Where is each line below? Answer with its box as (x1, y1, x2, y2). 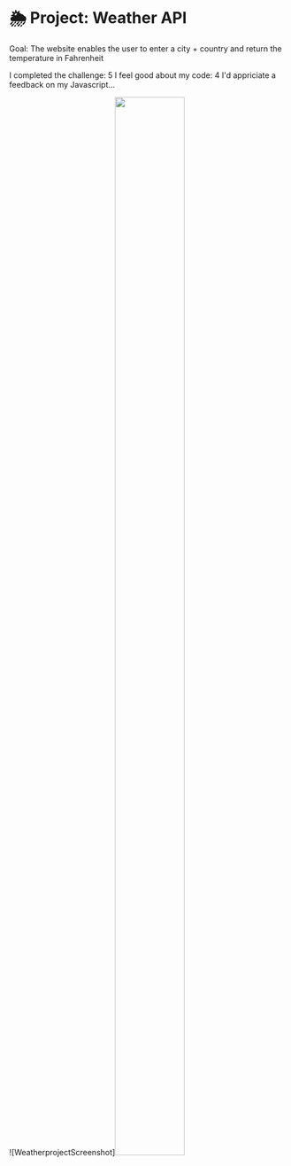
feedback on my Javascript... (9, 79, 116, 89)
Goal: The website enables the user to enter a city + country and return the (9, 43, 282, 54)
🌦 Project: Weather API (9, 8, 188, 28)
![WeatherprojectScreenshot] (9, 1147, 116, 1157)
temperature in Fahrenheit (9, 52, 104, 63)
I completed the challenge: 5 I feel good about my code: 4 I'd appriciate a (9, 69, 277, 81)
